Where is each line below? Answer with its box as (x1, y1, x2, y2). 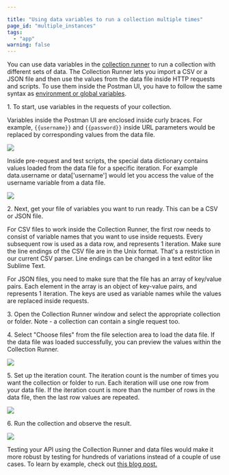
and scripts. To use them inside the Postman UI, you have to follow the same (7, 82, 222, 90)
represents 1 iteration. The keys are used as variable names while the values (7, 289, 222, 298)
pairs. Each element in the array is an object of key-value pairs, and (7, 282, 197, 291)
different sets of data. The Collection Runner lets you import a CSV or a (7, 68, 208, 76)
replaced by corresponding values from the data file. (7, 131, 155, 139)
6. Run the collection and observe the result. (7, 419, 132, 428)
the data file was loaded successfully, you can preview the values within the (7, 338, 221, 346)
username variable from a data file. (7, 179, 106, 187)
